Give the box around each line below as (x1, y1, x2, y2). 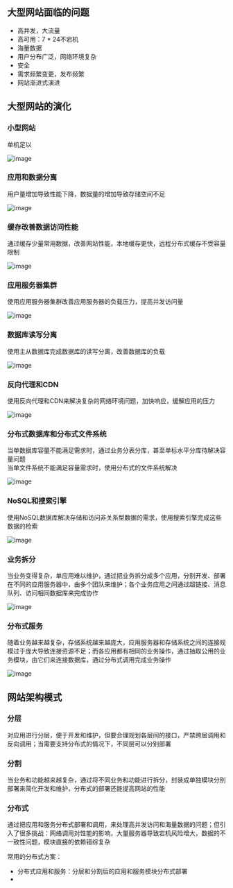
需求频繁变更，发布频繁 (17, 69, 85, 78)
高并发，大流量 (17, 26, 60, 35)
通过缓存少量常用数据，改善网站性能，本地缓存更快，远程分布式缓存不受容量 (7, 239, 226, 248)
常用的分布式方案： (7, 853, 62, 861)
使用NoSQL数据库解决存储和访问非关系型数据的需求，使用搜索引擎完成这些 (7, 513, 222, 522)
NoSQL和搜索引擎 (7, 496, 67, 506)
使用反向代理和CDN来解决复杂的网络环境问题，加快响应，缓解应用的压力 (7, 396, 215, 404)
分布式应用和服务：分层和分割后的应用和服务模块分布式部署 (17, 867, 188, 876)
